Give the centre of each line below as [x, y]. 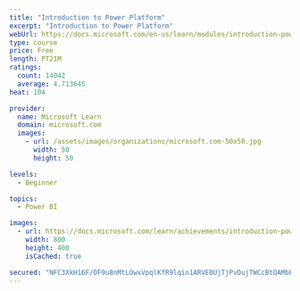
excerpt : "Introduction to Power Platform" [92, 26]
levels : [24, 174]
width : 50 [51, 150]
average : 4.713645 [52, 84]
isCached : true [54, 256]
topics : [24, 199]
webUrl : [24, 34]
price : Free [31, 51]
